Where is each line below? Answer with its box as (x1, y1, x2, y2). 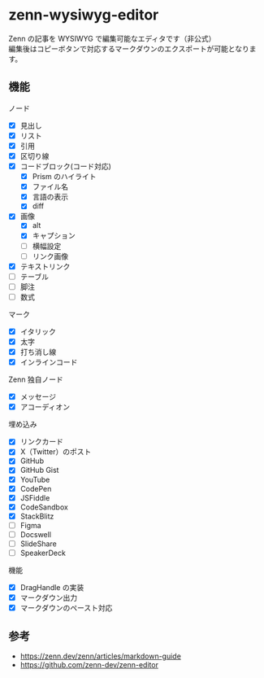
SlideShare (19, 539, 57, 549)
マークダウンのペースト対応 (19, 603, 113, 613)
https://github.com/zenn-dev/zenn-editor (19, 660, 158, 670)
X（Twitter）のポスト (19, 447, 92, 457)
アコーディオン (19, 402, 71, 412)
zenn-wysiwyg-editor (8, 6, 159, 24)
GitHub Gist (19, 466, 59, 475)
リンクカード (19, 437, 63, 447)
